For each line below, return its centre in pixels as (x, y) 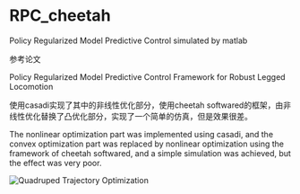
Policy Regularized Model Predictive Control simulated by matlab (129, 40)
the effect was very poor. (56, 163)
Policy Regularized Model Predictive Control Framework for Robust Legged (147, 76)
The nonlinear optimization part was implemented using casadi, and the (141, 134)
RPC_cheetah (60, 16)
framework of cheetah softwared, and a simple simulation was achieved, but (150, 153)
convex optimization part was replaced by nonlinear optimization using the (147, 144)
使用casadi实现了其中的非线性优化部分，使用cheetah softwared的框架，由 (146, 105)
